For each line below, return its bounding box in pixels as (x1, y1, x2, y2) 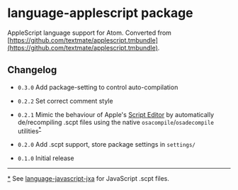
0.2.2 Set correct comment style (17, 96, 113, 105)
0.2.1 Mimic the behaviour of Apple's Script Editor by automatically (17, 110, 215, 118)
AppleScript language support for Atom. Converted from (7, 28, 172, 37)
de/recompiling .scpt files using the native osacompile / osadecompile (17, 118, 215, 126)
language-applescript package (7, 5, 193, 21)
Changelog (7, 64, 57, 76)
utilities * (17, 125, 42, 135)
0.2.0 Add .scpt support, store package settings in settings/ (17, 140, 196, 149)
